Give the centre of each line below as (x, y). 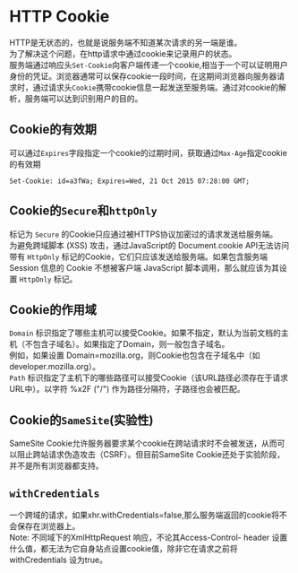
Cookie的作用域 (53, 310)
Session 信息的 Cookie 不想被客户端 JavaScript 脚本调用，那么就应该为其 (145, 267)
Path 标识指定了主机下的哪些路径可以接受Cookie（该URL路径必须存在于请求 (149, 378)
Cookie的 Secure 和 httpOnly (84, 211)
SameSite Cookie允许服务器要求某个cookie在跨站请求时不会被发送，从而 (143, 443)
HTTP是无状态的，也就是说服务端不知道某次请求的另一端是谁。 (126, 42)
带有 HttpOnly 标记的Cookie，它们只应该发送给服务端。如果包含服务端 (139, 256)
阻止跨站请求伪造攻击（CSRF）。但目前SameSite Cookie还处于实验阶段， (150, 455)
